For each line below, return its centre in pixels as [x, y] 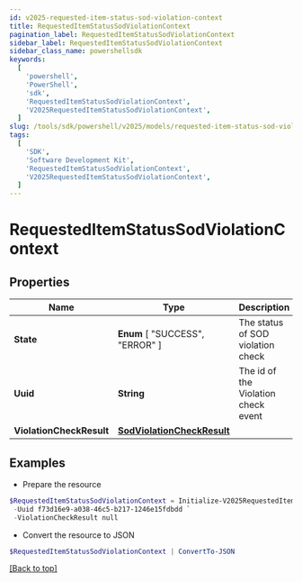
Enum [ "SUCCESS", [161, 334]
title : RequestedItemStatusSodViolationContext [100, 26]
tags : [19, 135]
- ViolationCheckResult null [66, 518]
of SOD [254, 334]
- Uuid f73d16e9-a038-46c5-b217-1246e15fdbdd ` [102, 509]
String [131, 394]
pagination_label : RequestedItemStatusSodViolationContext [122, 34]
